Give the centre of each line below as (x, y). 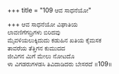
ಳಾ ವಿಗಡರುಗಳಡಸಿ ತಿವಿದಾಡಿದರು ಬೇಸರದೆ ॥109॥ (60, 64)
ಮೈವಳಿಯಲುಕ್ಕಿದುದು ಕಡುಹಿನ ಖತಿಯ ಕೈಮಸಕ (55, 40)
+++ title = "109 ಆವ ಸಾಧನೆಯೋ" (50, 10)
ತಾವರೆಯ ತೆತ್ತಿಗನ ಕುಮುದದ (36, 48)
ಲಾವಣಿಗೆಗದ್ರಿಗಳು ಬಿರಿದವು (34, 32)
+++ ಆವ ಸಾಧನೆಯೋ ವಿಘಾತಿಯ (42, 24)
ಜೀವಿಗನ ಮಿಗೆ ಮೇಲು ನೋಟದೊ (41, 56)
